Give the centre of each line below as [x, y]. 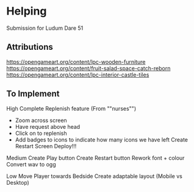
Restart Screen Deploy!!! [46, 146]
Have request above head [48, 126]
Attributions [30, 47]
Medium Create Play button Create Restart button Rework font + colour [95, 158]
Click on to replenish [41, 133]
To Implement [33, 94]
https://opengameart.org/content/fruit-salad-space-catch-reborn [88, 68]
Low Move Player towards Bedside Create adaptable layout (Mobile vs [95, 176]
